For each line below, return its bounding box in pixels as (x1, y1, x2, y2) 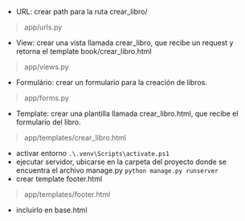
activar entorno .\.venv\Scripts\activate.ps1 (15, 149, 170, 158)
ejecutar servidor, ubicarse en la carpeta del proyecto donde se (15, 157, 227, 166)
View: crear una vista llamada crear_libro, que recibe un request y (15, 38, 234, 47)
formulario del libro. (15, 117, 82, 127)
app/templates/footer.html (23, 190, 111, 199)
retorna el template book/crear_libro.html (15, 47, 152, 55)
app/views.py (23, 62, 70, 72)
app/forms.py (23, 93, 70, 103)
